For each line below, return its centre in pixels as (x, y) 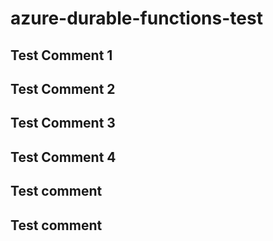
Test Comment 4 (63, 157)
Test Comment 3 (63, 123)
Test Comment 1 (61, 55)
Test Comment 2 (63, 88)
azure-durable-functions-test (136, 18)
